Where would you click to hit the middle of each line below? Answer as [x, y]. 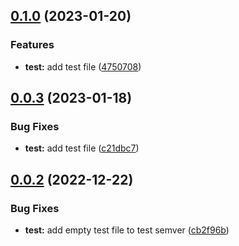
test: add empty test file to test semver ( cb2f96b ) [127, 230]
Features [32, 45]
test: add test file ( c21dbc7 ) [82, 148]
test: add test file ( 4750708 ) [83, 66]
